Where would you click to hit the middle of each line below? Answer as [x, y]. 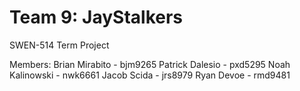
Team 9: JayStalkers [96, 17]
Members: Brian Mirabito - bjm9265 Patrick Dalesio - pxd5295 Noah [150, 64]
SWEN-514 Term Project [59, 45]
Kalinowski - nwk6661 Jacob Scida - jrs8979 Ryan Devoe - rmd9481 [150, 75]
